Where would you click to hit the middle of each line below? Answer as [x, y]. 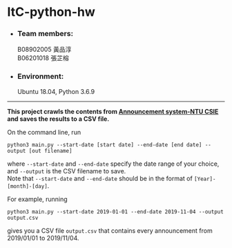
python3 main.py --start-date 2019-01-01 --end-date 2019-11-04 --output [116, 211]
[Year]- [205, 179]
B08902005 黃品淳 [44, 50]
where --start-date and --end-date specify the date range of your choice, [113, 164]
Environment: [40, 77]
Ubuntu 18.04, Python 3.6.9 [56, 91]
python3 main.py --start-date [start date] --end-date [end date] [105, 145]
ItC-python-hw [51, 12]
